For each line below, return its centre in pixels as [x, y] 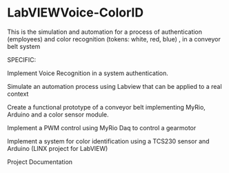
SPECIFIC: [22, 59]
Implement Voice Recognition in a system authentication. [88, 73]
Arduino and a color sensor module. [58, 114]
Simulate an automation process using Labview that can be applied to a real [114, 86]
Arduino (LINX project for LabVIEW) [58, 148]
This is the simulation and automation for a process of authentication [104, 32]
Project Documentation [40, 162]
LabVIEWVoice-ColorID [75, 13]
